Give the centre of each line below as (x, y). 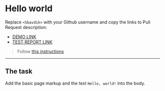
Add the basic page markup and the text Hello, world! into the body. (75, 83)
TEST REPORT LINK (32, 42)
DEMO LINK (24, 37)
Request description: (26, 27)
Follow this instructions (41, 51)
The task (19, 71)
